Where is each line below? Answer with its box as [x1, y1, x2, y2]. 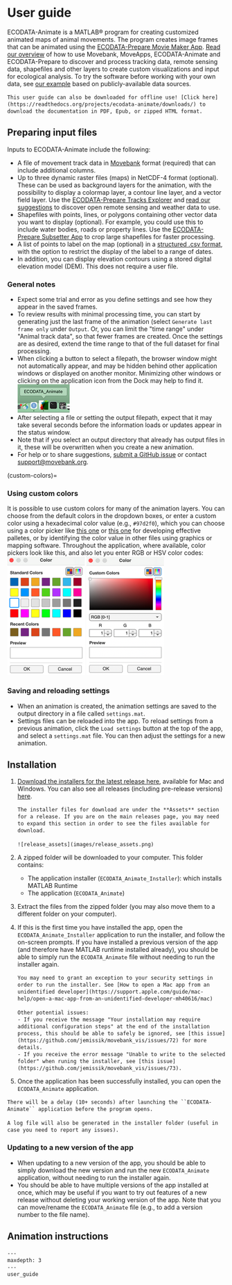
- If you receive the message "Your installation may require [17, 1017, 201, 1024]
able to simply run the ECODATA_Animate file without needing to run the [17, 953, 215, 961]
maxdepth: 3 [7, 1256, 42, 1263]
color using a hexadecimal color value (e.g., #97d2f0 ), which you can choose [7, 519, 225, 528]
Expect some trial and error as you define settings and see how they [17, 296, 213, 304]
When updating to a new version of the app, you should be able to [17, 1158, 206, 1167]
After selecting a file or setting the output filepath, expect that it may [17, 414, 213, 422]
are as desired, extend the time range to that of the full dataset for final [17, 339, 220, 348]
